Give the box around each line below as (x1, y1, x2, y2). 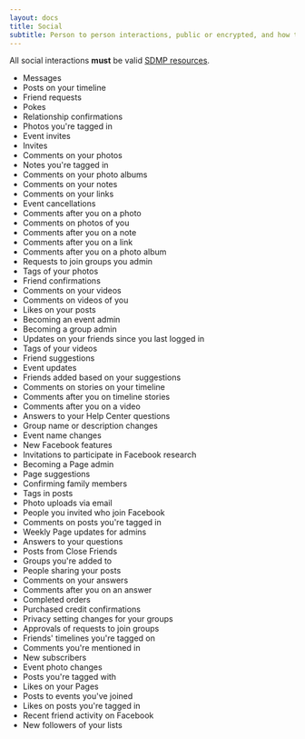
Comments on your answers (22, 574, 129, 586)
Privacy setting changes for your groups (22, 614, 174, 624)
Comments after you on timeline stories (22, 392, 171, 403)
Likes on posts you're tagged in (22, 701, 141, 712)
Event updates (22, 363, 77, 374)
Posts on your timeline (22, 83, 106, 94)
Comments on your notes (22, 179, 118, 190)
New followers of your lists (22, 720, 123, 731)
